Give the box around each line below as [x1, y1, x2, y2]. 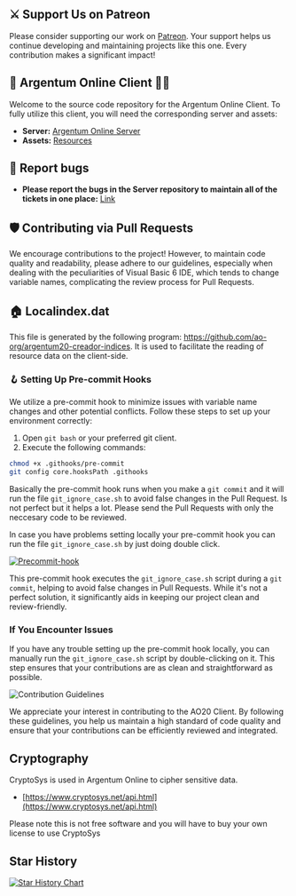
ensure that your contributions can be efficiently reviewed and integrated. [9, 726, 278, 736]
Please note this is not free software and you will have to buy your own [9, 819, 268, 829]
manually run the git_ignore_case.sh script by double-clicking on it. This [9, 653, 276, 664]
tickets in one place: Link [21, 194, 116, 204]
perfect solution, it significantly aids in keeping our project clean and [9, 592, 260, 603]
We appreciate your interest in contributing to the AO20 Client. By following [9, 706, 284, 718]
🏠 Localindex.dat [9, 304, 110, 319]
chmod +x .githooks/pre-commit [9, 459, 125, 469]
